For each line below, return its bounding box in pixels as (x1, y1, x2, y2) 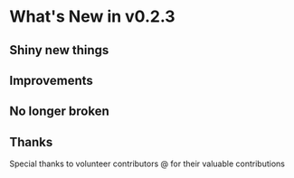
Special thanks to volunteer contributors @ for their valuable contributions (9, 158, 285, 169)
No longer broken (9, 104, 110, 119)
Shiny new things (9, 42, 109, 58)
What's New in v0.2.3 (9, 6, 175, 27)
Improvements (9, 72, 93, 88)
